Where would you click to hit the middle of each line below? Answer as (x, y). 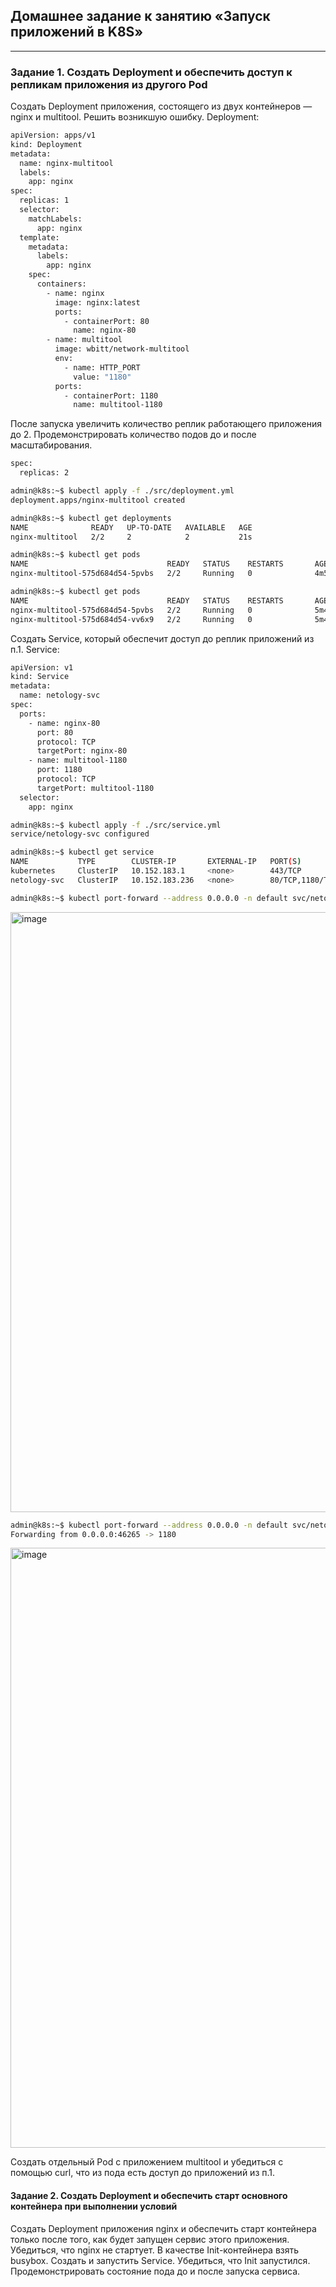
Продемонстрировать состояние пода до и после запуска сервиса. (155, 2271)
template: (39, 237)
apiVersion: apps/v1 (53, 135)
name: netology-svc (60, 695)
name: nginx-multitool (66, 163)
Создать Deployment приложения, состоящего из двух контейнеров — (161, 106)
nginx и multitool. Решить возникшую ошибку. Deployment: (135, 117)
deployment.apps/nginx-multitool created (98, 500)
